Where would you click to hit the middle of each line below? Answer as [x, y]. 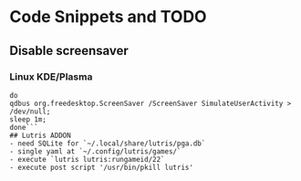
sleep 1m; [28, 119]
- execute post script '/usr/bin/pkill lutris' [102, 167]
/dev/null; [30, 112]
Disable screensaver [69, 51]
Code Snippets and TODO [108, 17]
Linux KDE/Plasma [51, 77]
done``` [24, 127]
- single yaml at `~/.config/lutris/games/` [95, 151]
